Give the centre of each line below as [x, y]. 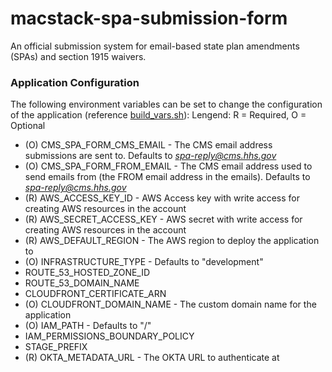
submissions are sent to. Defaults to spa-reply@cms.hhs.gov [150, 156]
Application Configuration [75, 82]
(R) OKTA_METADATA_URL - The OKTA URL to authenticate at [152, 358]
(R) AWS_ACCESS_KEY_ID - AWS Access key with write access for [162, 198]
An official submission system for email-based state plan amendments [155, 46]
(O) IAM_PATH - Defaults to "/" [88, 326]
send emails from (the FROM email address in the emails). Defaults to [167, 177]
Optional [28, 126]
